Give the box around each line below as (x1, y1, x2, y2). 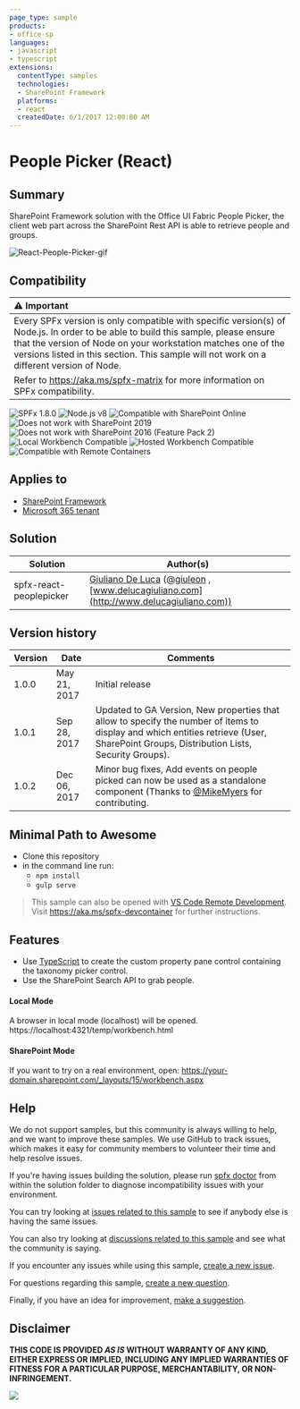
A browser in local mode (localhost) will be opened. (9, 1015, 198, 1026)
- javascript (9, 47, 58, 55)
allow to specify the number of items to (95, 715, 259, 727)
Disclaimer (9, 1320, 71, 1336)
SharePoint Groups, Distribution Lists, (95, 737, 253, 750)
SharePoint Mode (9, 1045, 75, 1056)
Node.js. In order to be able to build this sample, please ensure (13, 326, 275, 338)
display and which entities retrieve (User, (95, 726, 267, 739)
